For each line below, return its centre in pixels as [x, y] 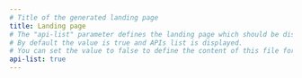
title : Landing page [48, 26]
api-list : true [38, 59]
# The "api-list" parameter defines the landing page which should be [144, 34]
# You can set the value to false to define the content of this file [144, 51]
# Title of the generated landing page [84, 17]
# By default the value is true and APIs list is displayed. [126, 43]
